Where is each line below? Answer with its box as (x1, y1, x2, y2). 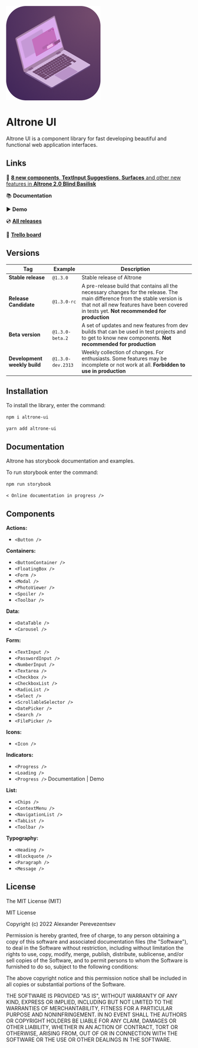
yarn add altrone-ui (6, 426, 57, 432)
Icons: (6, 729, 22, 736)
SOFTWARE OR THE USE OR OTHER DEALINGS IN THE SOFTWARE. (6, 1036, 171, 1043)
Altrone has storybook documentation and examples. (6, 457, 135, 464)
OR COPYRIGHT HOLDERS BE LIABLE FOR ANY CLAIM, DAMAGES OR (6, 1017, 177, 1024)
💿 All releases (6, 217, 42, 225)
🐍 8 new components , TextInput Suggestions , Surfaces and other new (6, 174, 181, 181)
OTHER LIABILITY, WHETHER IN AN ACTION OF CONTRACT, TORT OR (6, 1023, 178, 1030)
